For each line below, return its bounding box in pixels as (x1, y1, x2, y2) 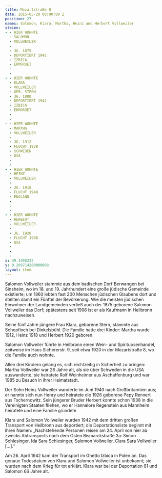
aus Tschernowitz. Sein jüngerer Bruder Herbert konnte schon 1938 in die (5, 397, 153, 403)
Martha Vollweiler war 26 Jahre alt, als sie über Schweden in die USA (5, 367, 144, 372)
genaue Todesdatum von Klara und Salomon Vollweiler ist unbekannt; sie (5, 457, 152, 464)
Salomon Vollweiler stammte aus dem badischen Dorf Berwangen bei (5, 281, 144, 287)
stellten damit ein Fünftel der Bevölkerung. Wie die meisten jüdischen (5, 296, 144, 302)
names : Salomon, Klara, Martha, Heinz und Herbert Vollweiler (5, 21, 134, 26)
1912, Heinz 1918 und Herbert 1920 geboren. (5, 332, 94, 338)
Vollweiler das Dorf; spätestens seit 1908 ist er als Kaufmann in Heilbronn (5, 307, 153, 313)
